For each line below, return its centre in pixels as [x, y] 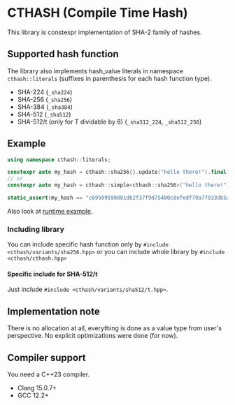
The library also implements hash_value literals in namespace [95, 71]
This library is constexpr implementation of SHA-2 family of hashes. [105, 32]
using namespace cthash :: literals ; [59, 160]
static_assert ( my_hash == [45, 198]
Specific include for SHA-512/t [52, 274]
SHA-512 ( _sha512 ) [44, 114]
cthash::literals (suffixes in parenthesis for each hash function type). [109, 78]
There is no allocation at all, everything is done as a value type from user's [115, 328]
